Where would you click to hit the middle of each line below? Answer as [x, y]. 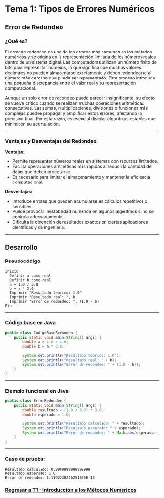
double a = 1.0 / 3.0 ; [46, 342]
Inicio [12, 271]
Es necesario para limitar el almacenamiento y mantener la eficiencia [81, 177]
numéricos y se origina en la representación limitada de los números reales [81, 57]
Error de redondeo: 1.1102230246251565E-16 [50, 478]
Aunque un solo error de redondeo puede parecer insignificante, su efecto [80, 98]
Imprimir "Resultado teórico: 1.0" [46, 293]
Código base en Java [31, 322]
